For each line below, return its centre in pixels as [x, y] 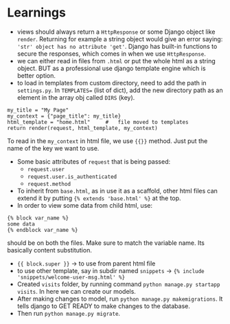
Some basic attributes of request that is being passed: [94, 161]
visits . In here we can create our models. [76, 291]
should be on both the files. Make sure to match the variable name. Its [106, 243]
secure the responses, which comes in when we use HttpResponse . [111, 54]
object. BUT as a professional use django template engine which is [111, 68]
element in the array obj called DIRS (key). [76, 97]
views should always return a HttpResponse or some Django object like [116, 32]
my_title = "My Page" [38, 110]
